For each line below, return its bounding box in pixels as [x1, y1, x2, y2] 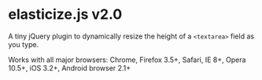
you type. [8, 39, 39, 49]
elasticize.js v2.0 [8, 5, 123, 24]
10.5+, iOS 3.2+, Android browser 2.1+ [8, 63, 131, 72]
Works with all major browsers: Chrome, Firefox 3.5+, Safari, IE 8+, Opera [8, 55, 246, 64]
